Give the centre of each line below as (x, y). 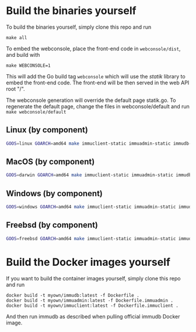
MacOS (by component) (50, 162)
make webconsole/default (36, 112)
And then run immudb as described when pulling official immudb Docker (93, 316)
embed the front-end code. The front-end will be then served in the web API (98, 83)
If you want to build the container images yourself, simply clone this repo (93, 278)
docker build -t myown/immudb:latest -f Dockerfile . (73, 295)
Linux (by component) (47, 130)
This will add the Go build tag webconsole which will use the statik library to (96, 76)
